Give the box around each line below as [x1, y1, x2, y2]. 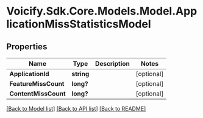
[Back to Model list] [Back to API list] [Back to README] [6, 105, 146, 112]
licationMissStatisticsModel [6, 17, 151, 31]
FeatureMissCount [9, 80, 65, 88]
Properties [6, 41, 48, 52]
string [71, 70, 90, 78]
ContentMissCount [9, 89, 66, 98]
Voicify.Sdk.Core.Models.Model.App [6, 4, 198, 18]
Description [95, 60, 130, 68]
